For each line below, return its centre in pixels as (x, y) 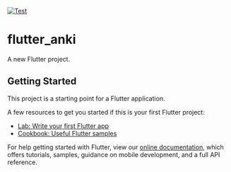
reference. (22, 162)
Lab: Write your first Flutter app (63, 126)
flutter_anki (42, 40)
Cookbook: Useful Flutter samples (67, 133)
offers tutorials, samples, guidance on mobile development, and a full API (114, 154)
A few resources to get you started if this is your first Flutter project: (106, 112)
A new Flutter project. (39, 59)
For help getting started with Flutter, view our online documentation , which (116, 147)
